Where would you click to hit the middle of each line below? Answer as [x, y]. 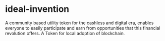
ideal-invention [37, 9]
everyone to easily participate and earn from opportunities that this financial [83, 28]
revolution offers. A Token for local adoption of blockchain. [65, 33]
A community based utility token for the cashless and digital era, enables [79, 23]
